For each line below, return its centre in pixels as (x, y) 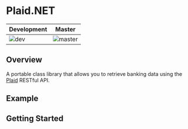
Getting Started (35, 118)
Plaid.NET (31, 11)
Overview (24, 60)
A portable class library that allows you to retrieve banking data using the (94, 74)
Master (66, 29)
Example (22, 98)
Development (28, 29)
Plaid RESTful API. (28, 80)
